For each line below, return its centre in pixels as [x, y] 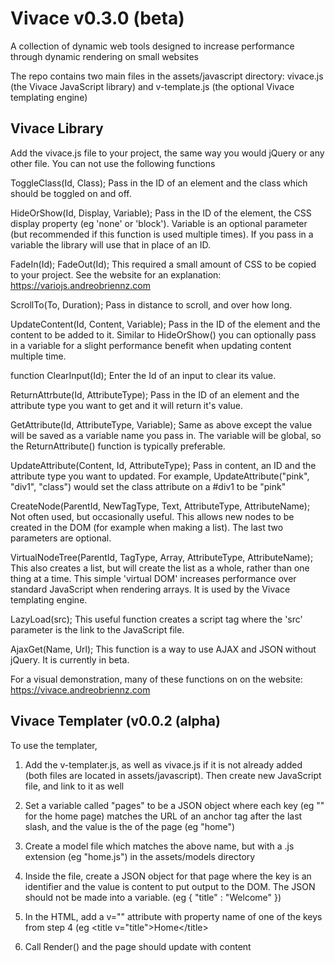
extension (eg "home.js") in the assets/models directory [140, 856]
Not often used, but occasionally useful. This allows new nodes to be [152, 516]
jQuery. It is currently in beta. [70, 659]
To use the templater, [54, 745]
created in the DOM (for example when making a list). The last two [147, 527]
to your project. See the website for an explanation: [116, 274]
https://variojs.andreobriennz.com [80, 285]
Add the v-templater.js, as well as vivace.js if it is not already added [163, 764]
